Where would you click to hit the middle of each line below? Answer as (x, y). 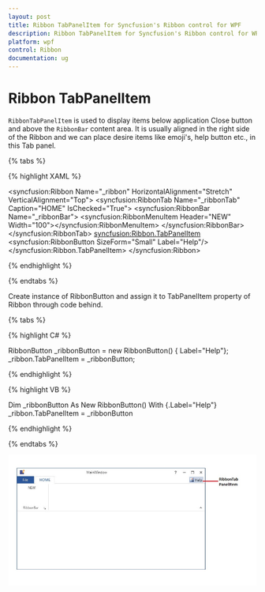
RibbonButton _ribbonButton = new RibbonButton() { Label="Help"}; (118, 350)
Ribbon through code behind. (56, 304)
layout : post (30, 17)
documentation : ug (38, 58)
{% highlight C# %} (40, 335)
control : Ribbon (35, 50)
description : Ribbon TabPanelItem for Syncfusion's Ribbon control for (128, 33)
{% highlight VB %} (39, 389)
